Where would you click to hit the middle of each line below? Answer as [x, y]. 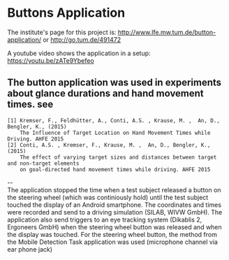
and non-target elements [43, 163]
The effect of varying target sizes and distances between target [118, 157]
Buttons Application [66, 13]
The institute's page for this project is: [62, 32]
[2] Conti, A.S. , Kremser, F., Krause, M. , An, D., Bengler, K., [109, 145]
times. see [30, 104]
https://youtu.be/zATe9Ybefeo [51, 60]
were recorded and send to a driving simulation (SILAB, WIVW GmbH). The [115, 212]
